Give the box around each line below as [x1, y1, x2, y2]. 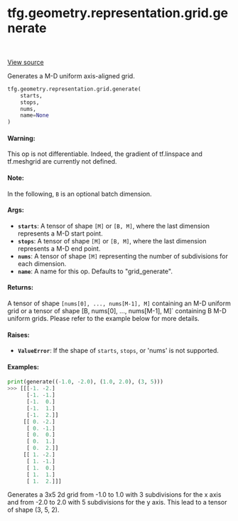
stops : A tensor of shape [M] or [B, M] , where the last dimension [17, 236, 207, 245]
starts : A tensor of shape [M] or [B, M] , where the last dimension [17, 221, 210, 230]
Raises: [7, 330, 30, 339]
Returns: [7, 283, 34, 292]
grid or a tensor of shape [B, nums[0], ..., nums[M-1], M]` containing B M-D [7, 307, 227, 315]
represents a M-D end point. [17, 244, 101, 253]
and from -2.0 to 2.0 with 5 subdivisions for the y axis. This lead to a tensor [7, 498, 227, 507]
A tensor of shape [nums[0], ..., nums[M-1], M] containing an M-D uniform [7, 299, 231, 307]
